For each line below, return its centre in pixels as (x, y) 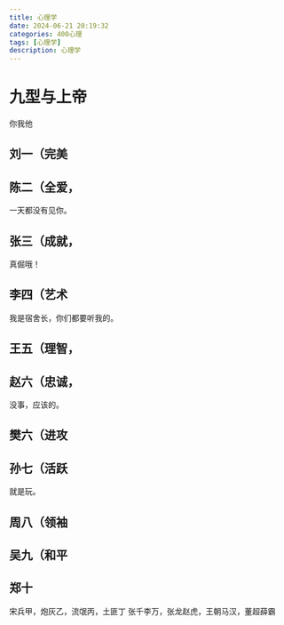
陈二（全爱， (44, 187)
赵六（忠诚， (44, 382)
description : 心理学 (45, 51)
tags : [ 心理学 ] (35, 42)
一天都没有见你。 (40, 211)
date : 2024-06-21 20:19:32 (59, 26)
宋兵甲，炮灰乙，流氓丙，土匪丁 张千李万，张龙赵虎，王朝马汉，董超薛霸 (142, 611)
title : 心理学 (33, 17)
